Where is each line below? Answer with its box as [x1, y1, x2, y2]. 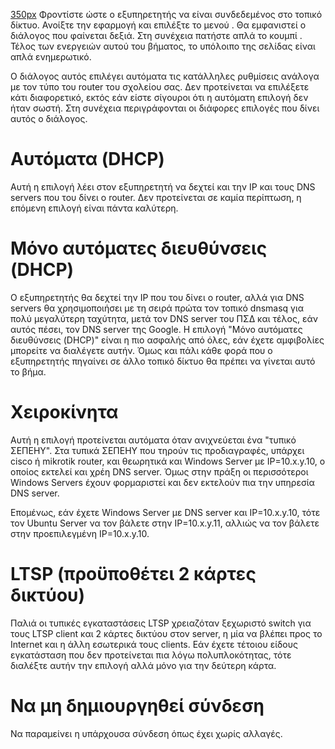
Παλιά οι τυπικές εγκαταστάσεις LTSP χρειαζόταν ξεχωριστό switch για [10, 617, 312, 629]
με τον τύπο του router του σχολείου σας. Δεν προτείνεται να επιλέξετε [10, 81, 310, 93]
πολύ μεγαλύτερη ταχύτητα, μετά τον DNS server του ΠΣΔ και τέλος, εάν [10, 312, 318, 324]
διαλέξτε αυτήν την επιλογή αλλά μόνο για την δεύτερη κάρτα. [10, 659, 277, 671]
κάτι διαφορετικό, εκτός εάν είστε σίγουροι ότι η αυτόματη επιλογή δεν [10, 92, 309, 103]
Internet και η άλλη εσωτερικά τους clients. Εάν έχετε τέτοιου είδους [10, 638, 298, 650]
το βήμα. [10, 365, 47, 378]
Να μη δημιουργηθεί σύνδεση [10, 694, 265, 717]
